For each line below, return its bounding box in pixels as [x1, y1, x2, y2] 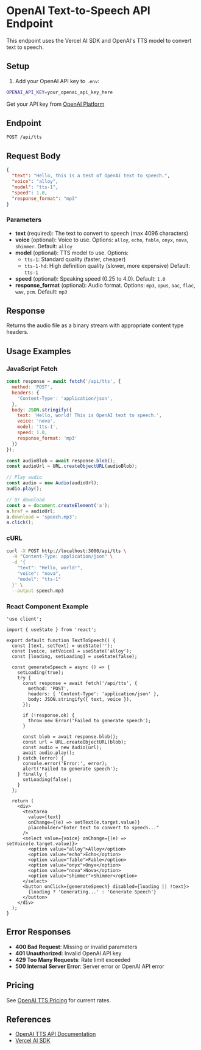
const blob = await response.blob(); [22, 733, 119, 740]
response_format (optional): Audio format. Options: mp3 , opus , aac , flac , [15, 281, 196, 289]
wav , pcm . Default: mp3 [15, 288, 68, 295]
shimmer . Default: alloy [15, 242, 73, 250]
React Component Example [6, 602, 89, 610]
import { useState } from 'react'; [6, 626, 97, 633]
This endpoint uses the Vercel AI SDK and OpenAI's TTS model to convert [6, 37, 192, 44]
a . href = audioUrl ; [6, 508, 56, 514]
